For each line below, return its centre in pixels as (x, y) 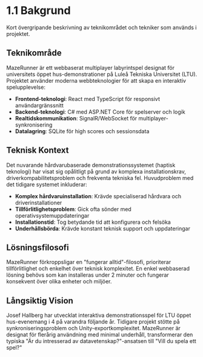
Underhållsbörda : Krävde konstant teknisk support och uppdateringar (103, 228)
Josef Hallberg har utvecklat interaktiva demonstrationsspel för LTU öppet (99, 315)
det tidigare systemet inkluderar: (47, 184)
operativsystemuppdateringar (52, 215)
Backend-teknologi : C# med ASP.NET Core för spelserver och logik (100, 112)
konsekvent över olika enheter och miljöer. (59, 282)
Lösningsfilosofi (38, 247)
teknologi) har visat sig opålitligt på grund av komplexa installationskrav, (96, 172)
